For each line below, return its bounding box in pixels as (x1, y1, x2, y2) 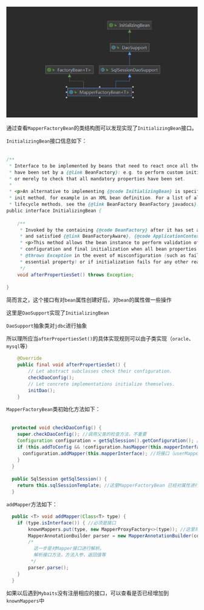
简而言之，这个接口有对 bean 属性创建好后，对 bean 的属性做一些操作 (6, 296, 172, 303)
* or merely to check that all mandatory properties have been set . (8, 175, 186, 182)
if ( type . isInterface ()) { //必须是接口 (17, 520, 117, 526)
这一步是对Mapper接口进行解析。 (33, 546, 104, 552)
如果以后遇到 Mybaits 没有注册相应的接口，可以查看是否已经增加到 (6, 589, 169, 597)
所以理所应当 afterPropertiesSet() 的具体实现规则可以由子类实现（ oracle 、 (6, 335, 194, 342)
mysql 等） (6, 342, 31, 350)
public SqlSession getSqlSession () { (12, 476, 107, 483)
